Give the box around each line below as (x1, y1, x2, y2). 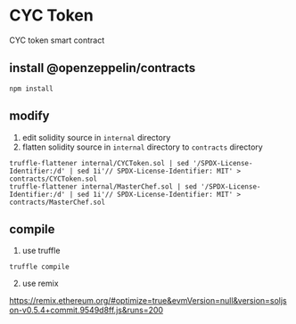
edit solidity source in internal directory (21, 132, 171, 142)
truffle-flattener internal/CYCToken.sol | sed (9, 158, 190, 167)
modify (9, 109, 50, 124)
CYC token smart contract (9, 35, 105, 45)
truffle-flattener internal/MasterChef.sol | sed (9, 182, 198, 191)
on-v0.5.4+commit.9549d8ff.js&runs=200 (9, 304, 163, 316)
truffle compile (9, 263, 70, 271)
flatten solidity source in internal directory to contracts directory (21, 142, 263, 152)
